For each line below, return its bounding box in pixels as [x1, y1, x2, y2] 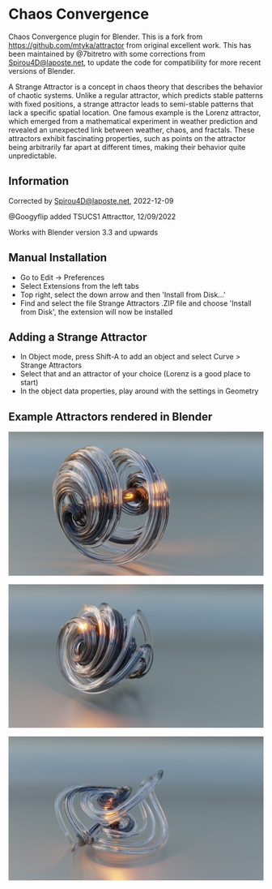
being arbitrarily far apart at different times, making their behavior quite [8, 142, 246, 152]
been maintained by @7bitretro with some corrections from [8, 49, 206, 58]
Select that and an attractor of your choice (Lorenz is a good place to [19, 369, 251, 379]
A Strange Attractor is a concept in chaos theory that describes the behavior [8, 82, 263, 92]
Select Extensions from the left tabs [19, 281, 140, 290]
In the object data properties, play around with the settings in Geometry [19, 386, 259, 396]
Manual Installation [8, 251, 108, 264]
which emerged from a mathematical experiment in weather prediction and [8, 116, 257, 126]
